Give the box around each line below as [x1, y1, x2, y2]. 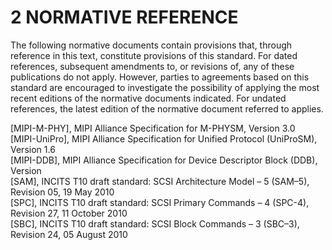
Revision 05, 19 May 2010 [10, 186, 115, 198]
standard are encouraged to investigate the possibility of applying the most [10, 81, 320, 93]
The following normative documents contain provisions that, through [10, 39, 293, 51]
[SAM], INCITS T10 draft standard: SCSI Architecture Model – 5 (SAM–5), [10, 175, 310, 187]
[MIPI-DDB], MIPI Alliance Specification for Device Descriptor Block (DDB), [10, 154, 318, 166]
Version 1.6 [10, 143, 56, 155]
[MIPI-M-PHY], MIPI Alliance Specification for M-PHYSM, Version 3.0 [10, 122, 296, 134]
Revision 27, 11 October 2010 [10, 207, 128, 219]
